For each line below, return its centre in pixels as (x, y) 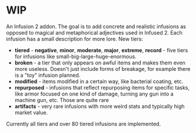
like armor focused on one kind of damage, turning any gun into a (94, 94)
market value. (31, 112)
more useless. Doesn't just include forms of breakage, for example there (102, 69)
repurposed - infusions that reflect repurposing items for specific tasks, (102, 87)
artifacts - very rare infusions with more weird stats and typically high (99, 106)
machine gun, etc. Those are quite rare (62, 100)
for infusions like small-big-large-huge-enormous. (75, 56)
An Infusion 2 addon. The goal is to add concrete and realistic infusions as (96, 26)
